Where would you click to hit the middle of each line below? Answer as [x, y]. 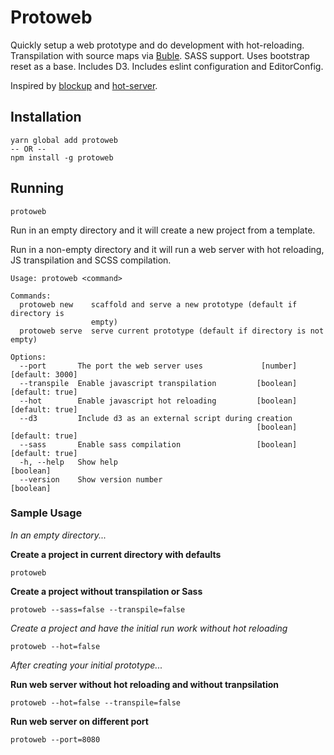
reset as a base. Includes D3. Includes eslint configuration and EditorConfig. [167, 66]
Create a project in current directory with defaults [116, 554]
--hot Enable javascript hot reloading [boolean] [158, 401]
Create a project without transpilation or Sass [106, 591]
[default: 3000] [44, 374]
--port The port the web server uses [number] [158, 366]
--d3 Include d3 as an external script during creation [156, 418]
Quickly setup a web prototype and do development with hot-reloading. [157, 45]
